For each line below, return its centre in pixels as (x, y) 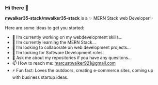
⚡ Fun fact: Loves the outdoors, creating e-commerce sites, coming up (83, 71)
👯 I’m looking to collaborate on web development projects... (71, 47)
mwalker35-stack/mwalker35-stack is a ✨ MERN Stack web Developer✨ (79, 18)
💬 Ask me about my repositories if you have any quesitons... (72, 58)
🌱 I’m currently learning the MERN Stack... (54, 42)
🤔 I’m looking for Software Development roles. (58, 53)
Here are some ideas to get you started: (45, 28)
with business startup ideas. (40, 77)
